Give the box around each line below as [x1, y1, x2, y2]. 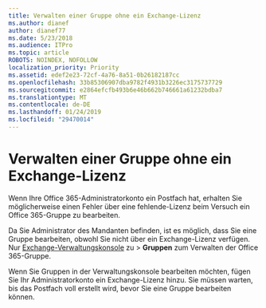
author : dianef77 [8, 26, 66, 34]
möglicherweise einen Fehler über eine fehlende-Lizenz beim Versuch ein [8, 201, 250, 211]
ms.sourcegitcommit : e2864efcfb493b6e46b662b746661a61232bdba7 [8, 85, 223, 94]
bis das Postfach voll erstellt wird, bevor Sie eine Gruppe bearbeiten [8, 283, 232, 293]
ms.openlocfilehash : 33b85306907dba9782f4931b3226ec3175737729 [8, 78, 223, 86]
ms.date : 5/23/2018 [8, 34, 73, 42]
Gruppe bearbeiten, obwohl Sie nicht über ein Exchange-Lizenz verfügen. [8, 234, 251, 243]
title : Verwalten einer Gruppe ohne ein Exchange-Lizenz [8, 11, 201, 20]
